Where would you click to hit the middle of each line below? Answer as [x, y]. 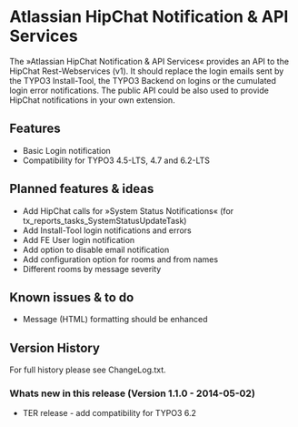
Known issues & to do [72, 297]
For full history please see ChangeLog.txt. [88, 370]
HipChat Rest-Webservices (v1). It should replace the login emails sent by [147, 71]
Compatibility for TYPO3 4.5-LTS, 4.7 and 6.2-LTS [116, 160]
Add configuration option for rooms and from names [120, 259]
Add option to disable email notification [96, 249]
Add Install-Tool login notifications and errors [107, 230]
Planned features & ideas [82, 189]
